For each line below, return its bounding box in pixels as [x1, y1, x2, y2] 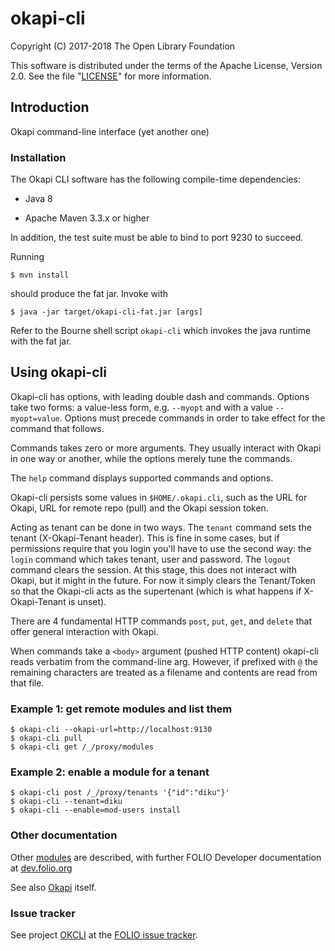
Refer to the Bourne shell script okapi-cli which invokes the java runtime [10, 325, 312, 337]
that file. [10, 677, 45, 689]
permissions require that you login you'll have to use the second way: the [10, 542, 312, 554]
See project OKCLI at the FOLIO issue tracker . [10, 929, 198, 941]
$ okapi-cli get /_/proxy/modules [10, 742, 155, 752]
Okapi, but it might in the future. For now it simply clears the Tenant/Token [10, 574, 316, 586]
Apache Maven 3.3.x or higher [24, 212, 150, 224]
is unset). [68, 595, 107, 607]
